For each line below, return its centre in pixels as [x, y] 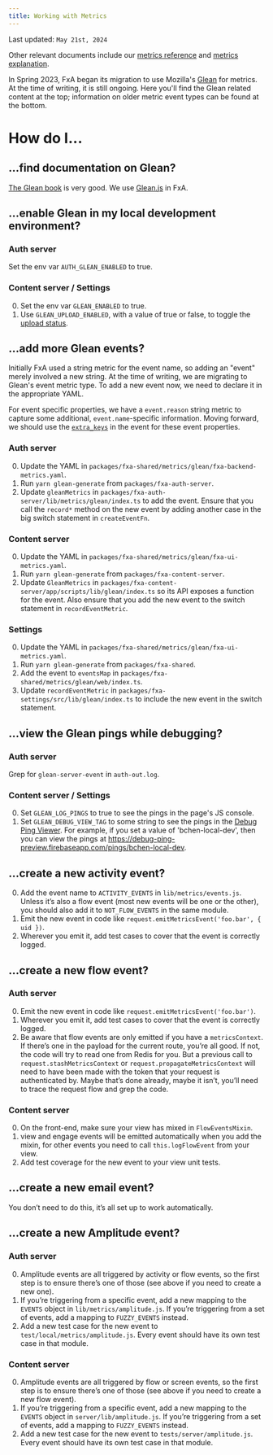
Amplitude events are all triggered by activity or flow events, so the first [140, 1274]
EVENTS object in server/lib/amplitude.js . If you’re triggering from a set [141, 1416]
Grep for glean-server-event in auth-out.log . [84, 774]
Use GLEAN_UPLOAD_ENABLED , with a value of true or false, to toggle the [135, 314]
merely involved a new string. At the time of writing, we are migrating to [128, 377]
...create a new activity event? [87, 873]
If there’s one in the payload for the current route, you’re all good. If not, [140, 1046]
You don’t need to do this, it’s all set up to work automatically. [111, 1207]
